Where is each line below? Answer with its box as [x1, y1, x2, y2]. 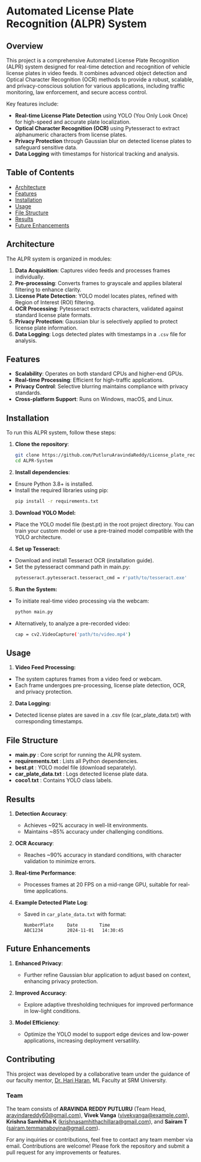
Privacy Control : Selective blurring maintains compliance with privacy [14, 383, 188, 390]
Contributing [6, 1055, 55, 1065]
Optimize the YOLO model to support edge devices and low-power [23, 1031, 189, 1038]
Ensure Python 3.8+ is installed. [14, 480, 94, 487]
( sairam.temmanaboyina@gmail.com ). [6, 1124, 100, 1131]
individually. [14, 273, 45, 280]
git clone [14, 452, 40, 459]
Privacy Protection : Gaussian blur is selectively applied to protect [14, 318, 178, 325]
